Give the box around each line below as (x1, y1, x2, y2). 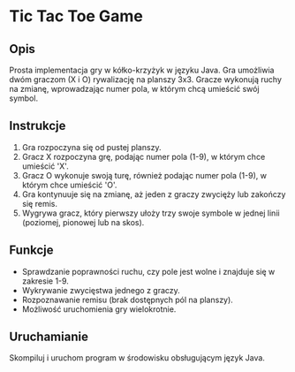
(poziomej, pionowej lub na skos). (21, 216, 145, 227)
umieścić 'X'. (21, 161, 69, 171)
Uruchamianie (9, 330, 88, 345)
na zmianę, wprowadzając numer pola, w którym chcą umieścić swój (9, 84, 260, 94)
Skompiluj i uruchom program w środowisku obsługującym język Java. (9, 353, 265, 363)
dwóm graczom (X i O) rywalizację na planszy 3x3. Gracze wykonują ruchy (9, 74, 283, 85)
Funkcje (9, 243, 55, 258)
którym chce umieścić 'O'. (21, 179, 117, 190)
